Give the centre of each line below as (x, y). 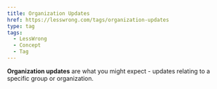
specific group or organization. (50, 78)
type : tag (21, 26)
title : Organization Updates (48, 13)
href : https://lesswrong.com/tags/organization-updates (88, 20)
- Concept (27, 45)
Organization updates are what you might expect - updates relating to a (108, 71)
